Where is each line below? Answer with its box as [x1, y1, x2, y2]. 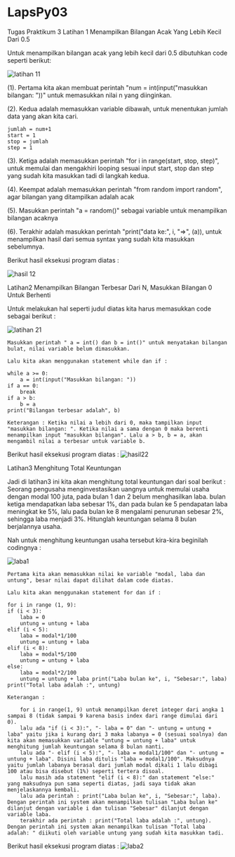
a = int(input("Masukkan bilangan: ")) [20, 376, 137, 383]
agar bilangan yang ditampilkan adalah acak [7, 192, 135, 201]
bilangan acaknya [7, 213, 58, 222]
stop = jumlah [7, 138, 49, 145]
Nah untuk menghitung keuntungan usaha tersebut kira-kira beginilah [7, 536, 208, 544]
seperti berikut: [7, 56, 51, 64]
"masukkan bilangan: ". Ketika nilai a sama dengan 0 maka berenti [7, 425, 209, 432]
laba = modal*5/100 [20, 651, 77, 658]
